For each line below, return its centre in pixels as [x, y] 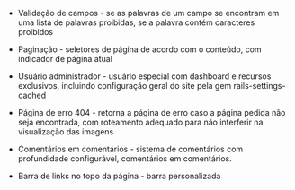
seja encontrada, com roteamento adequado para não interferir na [140, 122]
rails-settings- [259, 86]
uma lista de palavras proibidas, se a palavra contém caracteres [136, 22]
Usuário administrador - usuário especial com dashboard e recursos [144, 76]
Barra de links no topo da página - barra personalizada [119, 176]
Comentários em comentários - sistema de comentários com [130, 149]
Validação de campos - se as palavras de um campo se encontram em [148, 13]
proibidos [36, 32]
